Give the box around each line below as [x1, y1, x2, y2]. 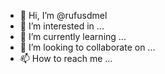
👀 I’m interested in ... [19, 20, 105, 32]
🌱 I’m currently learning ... [19, 31, 127, 42]
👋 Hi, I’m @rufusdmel [19, 10, 108, 21]
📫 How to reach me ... [19, 53, 113, 64]
